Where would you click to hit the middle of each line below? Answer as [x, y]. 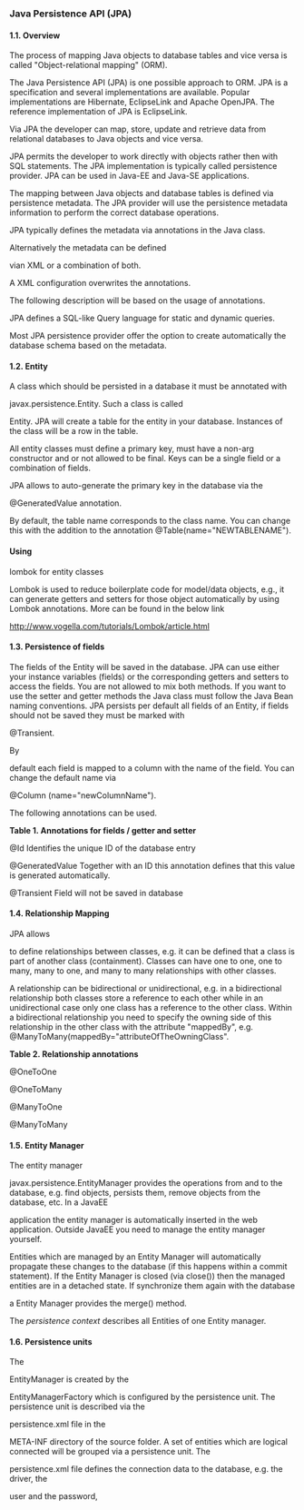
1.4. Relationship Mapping [59, 913]
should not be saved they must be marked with [97, 715]
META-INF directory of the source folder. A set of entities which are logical [149, 1442]
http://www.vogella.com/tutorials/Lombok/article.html [110, 626]
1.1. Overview [35, 35]
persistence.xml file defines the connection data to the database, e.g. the [146, 1469]
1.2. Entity [29, 366]
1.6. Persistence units [51, 1341]
